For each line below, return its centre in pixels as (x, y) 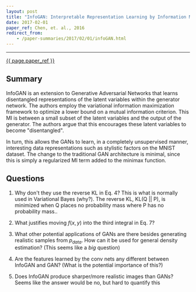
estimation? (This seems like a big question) (67, 248)
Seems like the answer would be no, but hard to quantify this (87, 283)
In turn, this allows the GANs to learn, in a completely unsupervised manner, (97, 141)
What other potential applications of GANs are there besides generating (100, 234)
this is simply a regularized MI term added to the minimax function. (86, 160)
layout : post (22, 11)
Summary (24, 79)
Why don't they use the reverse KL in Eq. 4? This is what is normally (96, 193)
